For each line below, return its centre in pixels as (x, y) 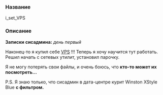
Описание (19, 31)
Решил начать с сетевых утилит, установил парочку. (62, 57)
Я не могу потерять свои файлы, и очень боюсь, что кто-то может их (81, 67)
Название (18, 7)
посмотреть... (21, 72)
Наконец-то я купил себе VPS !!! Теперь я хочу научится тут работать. (82, 52)
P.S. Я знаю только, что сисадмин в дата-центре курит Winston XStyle (81, 82)
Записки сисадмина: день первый (43, 42)
